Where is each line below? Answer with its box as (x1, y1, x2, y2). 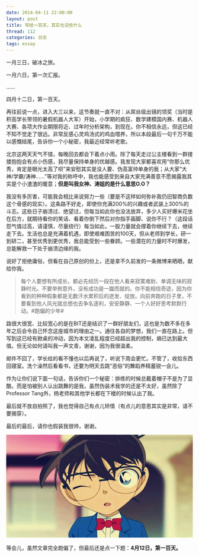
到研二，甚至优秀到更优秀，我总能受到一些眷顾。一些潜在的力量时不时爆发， (6, 238, 193, 244)
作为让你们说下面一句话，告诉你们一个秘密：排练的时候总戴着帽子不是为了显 (6, 375, 193, 382)
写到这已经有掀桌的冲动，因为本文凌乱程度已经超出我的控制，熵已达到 (6, 335, 178, 342)
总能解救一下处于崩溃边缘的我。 (6, 245, 84, 252)
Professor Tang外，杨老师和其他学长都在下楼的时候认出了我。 (6, 390, 158, 396)
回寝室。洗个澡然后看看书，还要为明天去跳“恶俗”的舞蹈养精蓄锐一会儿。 (6, 363, 182, 369)
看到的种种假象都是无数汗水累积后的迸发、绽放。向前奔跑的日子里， (20, 292, 187, 300)
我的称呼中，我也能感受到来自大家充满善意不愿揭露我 (57, 173, 187, 180)
